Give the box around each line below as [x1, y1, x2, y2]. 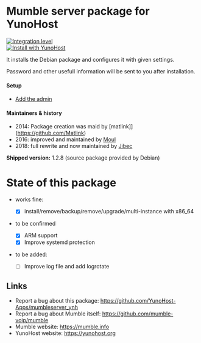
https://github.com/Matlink [17, 130, 84, 137]
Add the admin [15, 95, 52, 103]
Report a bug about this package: [15, 297, 99, 304]
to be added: [15, 251, 48, 258]
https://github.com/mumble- [102, 310, 174, 317]
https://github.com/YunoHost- [100, 297, 176, 304]
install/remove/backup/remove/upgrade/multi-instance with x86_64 [24, 208, 194, 215]
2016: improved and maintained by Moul [15, 136, 116, 143]
